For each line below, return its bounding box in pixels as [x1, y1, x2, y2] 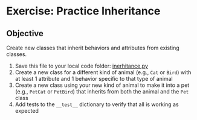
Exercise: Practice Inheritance [6, 4, 161, 18]
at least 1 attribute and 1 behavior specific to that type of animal [15, 75, 173, 82]
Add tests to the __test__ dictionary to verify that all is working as [15, 101, 179, 108]
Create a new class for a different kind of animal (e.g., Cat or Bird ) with [15, 69, 192, 76]
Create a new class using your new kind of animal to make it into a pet [15, 81, 190, 89]
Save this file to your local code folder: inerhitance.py [15, 62, 148, 69]
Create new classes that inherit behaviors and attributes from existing [6, 44, 179, 51]
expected [15, 107, 39, 114]
